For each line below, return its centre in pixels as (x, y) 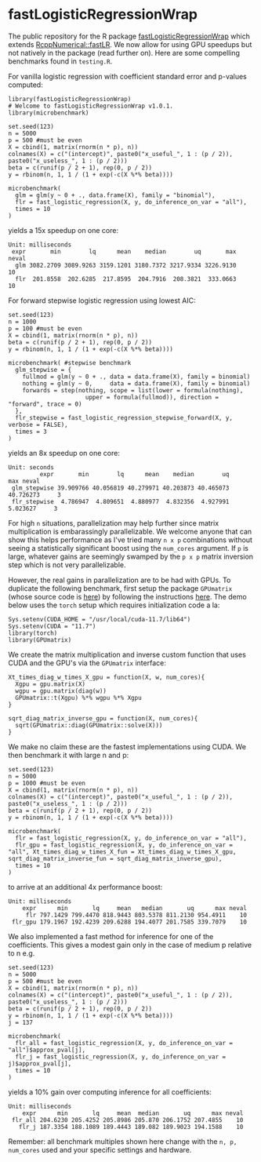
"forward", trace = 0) (45, 404)
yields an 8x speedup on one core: (64, 453)
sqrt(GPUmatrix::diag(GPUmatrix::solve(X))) (89, 725)
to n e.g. (22, 953)
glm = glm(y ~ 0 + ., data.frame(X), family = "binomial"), (115, 195)
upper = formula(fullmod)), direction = (152, 397)
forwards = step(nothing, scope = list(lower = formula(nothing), (133, 390)
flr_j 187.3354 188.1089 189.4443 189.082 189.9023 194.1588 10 (131, 1127)
